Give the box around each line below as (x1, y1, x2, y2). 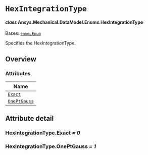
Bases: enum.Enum (5, 30, 41, 36)
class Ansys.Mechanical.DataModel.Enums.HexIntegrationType (5, 19, 143, 25)
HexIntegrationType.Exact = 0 (5, 129, 80, 136)
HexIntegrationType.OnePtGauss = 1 (5, 143, 96, 150)
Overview (5, 55, 37, 63)
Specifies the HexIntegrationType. (5, 40, 76, 46)
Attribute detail (5, 114, 54, 123)
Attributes (5, 70, 31, 77)
